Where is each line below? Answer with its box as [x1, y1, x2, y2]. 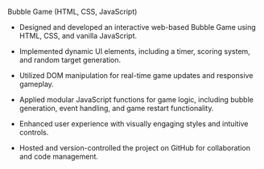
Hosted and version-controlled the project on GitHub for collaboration [19, 143, 251, 152]
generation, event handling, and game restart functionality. [19, 104, 214, 113]
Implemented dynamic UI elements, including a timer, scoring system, [19, 47, 250, 56]
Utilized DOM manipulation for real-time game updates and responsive [19, 71, 254, 80]
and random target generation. [19, 56, 122, 64]
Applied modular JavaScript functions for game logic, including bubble [19, 95, 254, 104]
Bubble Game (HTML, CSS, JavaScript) [7, 7, 138, 16]
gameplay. [19, 80, 54, 89]
